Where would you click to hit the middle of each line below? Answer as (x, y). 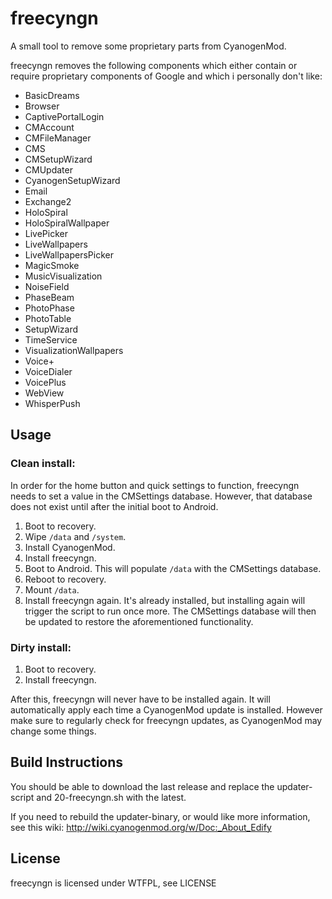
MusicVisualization (63, 276)
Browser (42, 106)
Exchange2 (48, 201)
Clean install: (43, 464)
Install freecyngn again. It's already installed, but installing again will (165, 600)
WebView (44, 393)
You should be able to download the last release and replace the (142, 786)
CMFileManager (58, 138)
